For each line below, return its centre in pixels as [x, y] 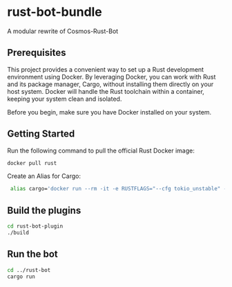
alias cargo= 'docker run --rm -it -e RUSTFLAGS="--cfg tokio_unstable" [115, 189]
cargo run [21, 277]
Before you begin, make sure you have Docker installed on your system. [109, 112]
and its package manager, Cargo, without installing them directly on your [110, 84]
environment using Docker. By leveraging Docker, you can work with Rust [112, 77]
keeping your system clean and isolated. [65, 99]
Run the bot [33, 254]
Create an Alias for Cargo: [44, 176]
